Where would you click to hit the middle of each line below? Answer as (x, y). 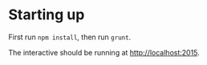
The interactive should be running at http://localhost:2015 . (104, 52)
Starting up (47, 15)
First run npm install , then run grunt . (70, 37)
